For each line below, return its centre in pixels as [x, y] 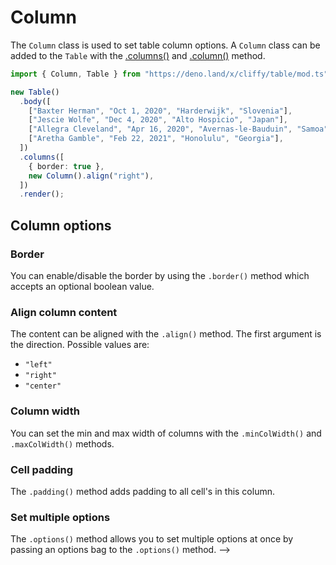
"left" [38, 365]
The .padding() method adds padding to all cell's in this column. [143, 491]
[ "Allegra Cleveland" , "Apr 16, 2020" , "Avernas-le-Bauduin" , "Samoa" [178, 129]
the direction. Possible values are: [80, 345]
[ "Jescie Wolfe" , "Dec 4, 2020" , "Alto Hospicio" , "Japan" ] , [158, 120]
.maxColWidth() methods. [62, 443]
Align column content [64, 312]
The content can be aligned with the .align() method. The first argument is [166, 334]
